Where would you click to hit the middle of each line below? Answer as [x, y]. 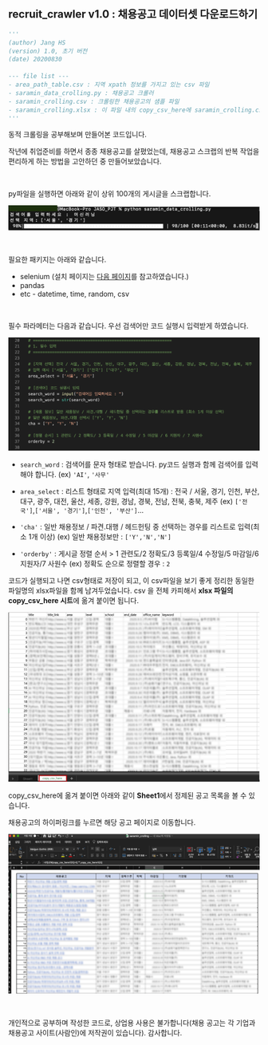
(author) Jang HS [37, 42]
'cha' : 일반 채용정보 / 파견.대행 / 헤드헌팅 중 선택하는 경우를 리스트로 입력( [136, 526]
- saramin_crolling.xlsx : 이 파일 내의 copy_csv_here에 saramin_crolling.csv [137, 110]
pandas [32, 285]
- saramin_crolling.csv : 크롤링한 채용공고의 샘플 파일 [94, 101]
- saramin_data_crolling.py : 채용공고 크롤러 [81, 93]
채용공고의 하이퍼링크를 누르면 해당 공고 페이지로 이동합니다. [102, 822]
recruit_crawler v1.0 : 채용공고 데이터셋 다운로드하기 [133, 14]
